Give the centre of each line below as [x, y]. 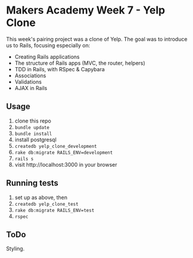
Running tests [32, 183]
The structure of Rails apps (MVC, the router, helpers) [80, 63]
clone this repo [33, 121]
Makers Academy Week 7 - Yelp [86, 10]
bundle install [33, 134]
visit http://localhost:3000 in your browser [66, 164]
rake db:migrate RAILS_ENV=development [64, 153]
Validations [28, 82]
